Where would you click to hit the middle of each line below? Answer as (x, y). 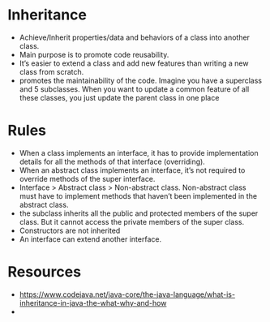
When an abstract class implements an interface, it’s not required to (132, 170)
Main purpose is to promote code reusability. (94, 54)
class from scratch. (51, 71)
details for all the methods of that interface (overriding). (112, 161)
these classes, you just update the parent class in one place (119, 97)
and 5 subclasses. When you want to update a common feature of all (134, 89)
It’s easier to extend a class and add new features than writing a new (134, 63)
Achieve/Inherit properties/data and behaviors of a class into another (135, 37)
